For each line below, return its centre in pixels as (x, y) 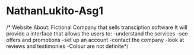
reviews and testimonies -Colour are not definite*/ (67, 46)
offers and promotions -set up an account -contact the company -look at (95, 40)
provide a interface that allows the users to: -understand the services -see (97, 33)
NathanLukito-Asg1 (55, 11)
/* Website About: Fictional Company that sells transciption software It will (97, 27)
